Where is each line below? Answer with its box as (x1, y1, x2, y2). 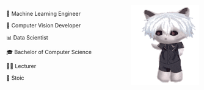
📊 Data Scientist (6, 34, 49, 41)
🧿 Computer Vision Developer (6, 22, 81, 29)
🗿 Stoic (6, 74, 24, 81)
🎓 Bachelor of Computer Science (6, 49, 92, 55)
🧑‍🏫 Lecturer (6, 63, 37, 69)
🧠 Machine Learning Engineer (6, 10, 81, 17)
